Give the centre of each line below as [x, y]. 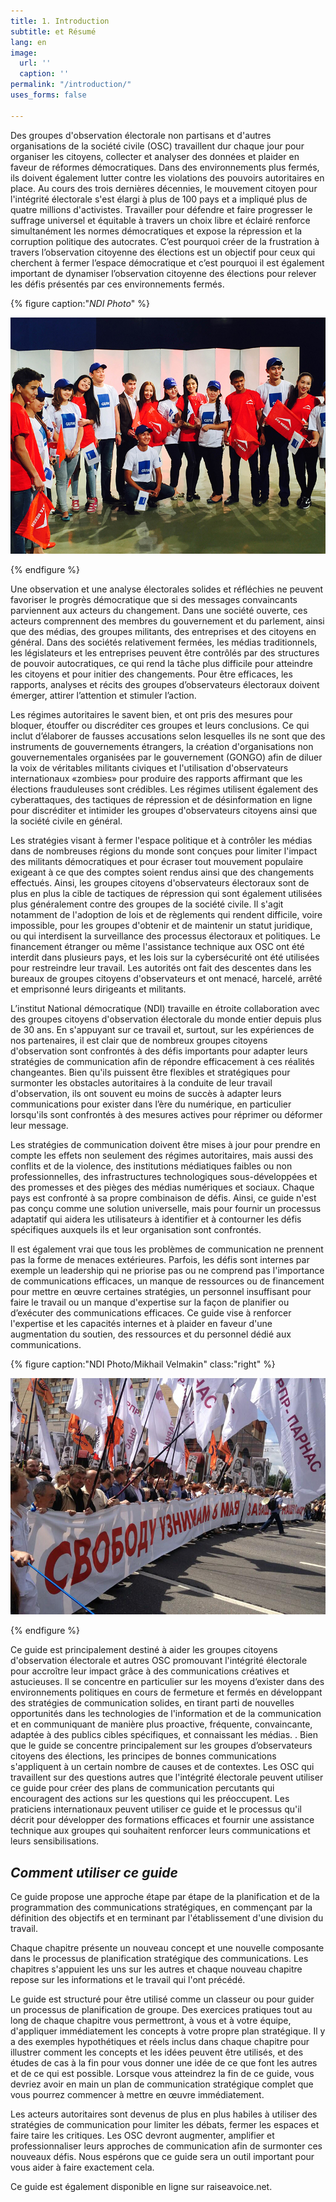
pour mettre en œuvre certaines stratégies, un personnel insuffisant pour [161, 1291]
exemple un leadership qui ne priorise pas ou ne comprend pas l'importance [167, 1270]
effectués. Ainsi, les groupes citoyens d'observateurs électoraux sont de [160, 882]
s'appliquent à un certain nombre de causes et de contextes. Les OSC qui [162, 1767]
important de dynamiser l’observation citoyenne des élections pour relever [163, 273]
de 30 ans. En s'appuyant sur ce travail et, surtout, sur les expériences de [162, 1029]
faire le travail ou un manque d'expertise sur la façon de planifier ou [150, 1302]
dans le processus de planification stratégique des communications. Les [159, 1959]
